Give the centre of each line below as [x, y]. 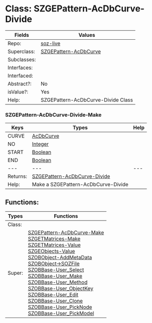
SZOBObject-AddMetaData [60, 257]
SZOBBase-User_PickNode [60, 307]
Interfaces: [20, 68]
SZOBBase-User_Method [58, 282]
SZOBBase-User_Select [56, 270]
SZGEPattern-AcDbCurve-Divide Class [87, 100]
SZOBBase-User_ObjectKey [61, 289]
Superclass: [21, 51]
